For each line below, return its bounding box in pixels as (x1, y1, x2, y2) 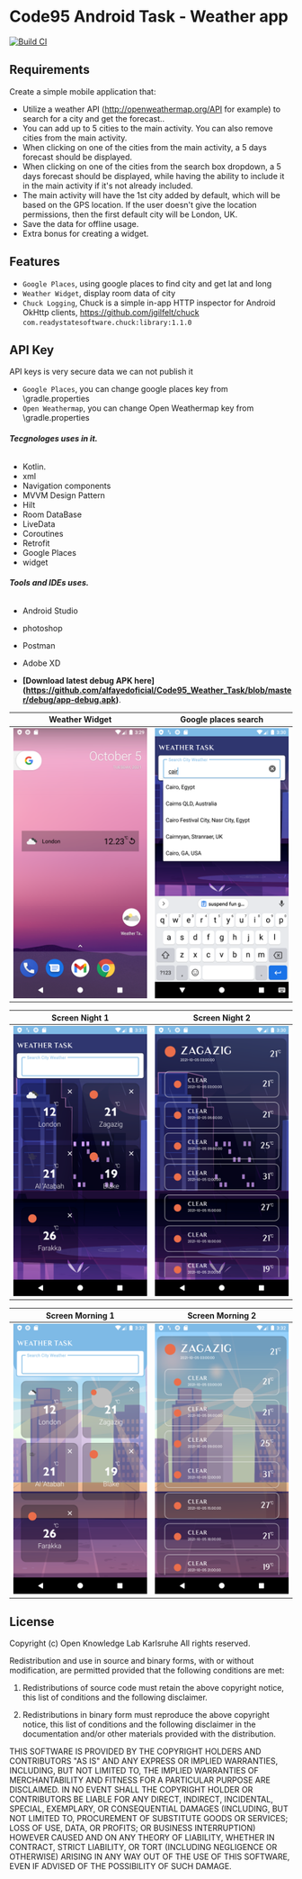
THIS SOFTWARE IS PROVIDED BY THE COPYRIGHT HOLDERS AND (9, 1746, 262, 1757)
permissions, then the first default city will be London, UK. (22, 209, 238, 220)
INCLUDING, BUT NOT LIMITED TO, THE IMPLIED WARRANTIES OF (9, 1766, 259, 1776)
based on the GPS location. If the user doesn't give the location (22, 199, 258, 210)
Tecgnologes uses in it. (9, 432, 98, 443)
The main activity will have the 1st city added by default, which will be (22, 189, 280, 200)
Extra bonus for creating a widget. (22, 228, 149, 239)
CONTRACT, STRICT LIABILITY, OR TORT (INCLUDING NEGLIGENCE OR (9, 1842, 278, 1853)
